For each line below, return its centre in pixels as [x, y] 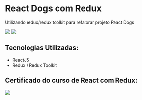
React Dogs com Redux [53, 9]
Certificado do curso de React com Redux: [71, 81]
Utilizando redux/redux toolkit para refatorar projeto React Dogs [70, 22]
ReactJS [21, 60]
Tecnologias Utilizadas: [42, 48]
